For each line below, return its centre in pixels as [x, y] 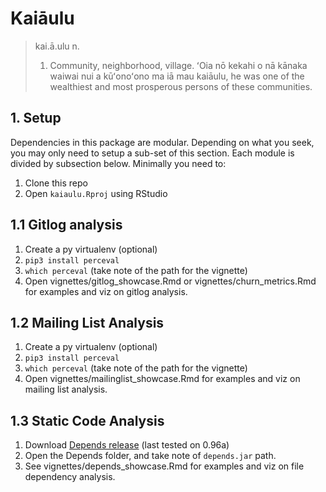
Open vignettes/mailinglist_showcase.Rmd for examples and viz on [162, 379]
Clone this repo [56, 183]
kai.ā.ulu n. [57, 46]
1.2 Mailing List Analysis [87, 322]
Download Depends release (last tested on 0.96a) [127, 445]
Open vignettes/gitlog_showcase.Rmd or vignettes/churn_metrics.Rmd [170, 281]
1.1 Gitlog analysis [66, 225]
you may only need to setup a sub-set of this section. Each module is [152, 153]
